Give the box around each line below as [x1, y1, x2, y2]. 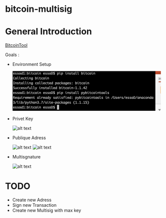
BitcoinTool [5, 42, 28, 48]
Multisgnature [12, 154, 41, 160]
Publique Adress [12, 135, 46, 141]
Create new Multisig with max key [12, 208, 82, 214]
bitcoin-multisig [5, 3, 73, 15]
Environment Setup [12, 62, 52, 67]
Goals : [5, 52, 20, 58]
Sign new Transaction [12, 202, 57, 208]
